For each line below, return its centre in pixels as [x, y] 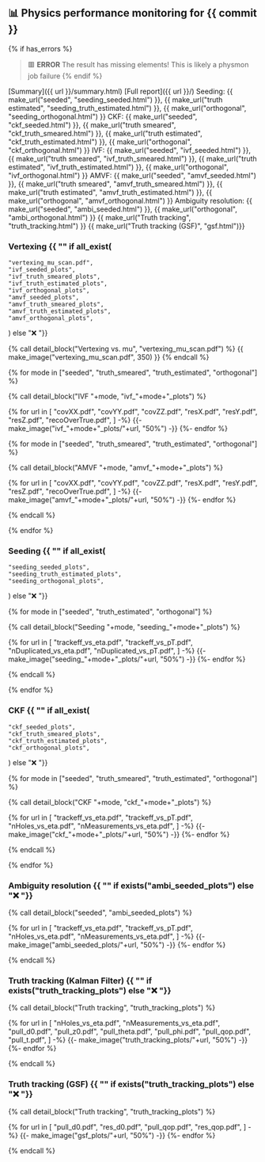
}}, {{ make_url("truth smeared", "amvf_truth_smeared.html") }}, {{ [115, 184]
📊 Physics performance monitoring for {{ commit [132, 13]
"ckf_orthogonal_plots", [49, 748]
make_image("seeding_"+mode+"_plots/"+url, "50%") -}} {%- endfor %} [127, 659]
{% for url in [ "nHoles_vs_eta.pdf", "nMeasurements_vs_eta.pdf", [114, 1023]
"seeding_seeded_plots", [49, 568]
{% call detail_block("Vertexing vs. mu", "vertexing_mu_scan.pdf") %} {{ [126, 349]
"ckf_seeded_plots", [42, 727]
